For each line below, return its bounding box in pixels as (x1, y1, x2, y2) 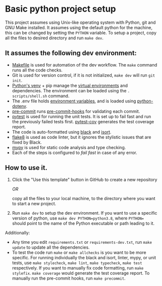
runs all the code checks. (12, 67, 63, 73)
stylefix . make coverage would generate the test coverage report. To (12, 270, 150, 276)
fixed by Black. (12, 139, 42, 145)
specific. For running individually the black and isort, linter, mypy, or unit (12, 254, 156, 260)
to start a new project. (12, 201, 57, 206)
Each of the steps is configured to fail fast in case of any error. (12, 150, 137, 155)
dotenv (12, 103, 26, 109)
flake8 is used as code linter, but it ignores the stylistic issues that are (12, 134, 151, 140)
